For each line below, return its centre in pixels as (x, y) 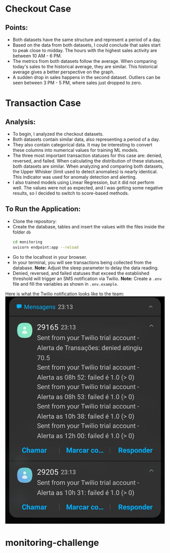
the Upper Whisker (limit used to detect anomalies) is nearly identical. (85, 172)
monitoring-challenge (52, 543)
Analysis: (20, 122)
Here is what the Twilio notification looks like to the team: (65, 294)
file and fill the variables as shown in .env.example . (65, 284)
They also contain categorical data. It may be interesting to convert (82, 145)
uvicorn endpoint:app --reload (46, 247)
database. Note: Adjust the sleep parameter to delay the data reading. (86, 268)
